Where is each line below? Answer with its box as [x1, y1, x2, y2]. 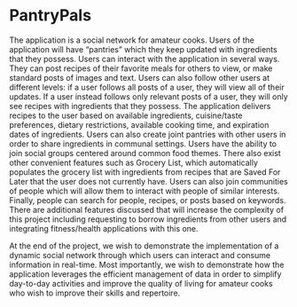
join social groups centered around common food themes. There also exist [9, 147, 281, 158]
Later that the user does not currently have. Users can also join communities [9, 176, 288, 186]
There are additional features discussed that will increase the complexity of [9, 204, 285, 215]
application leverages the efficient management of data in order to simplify [9, 268, 282, 279]
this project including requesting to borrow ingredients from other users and [9, 214, 287, 224]
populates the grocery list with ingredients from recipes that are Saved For [9, 166, 281, 177]
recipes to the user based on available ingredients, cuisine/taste [9, 110, 243, 121]
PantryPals [9, 5, 91, 26]
